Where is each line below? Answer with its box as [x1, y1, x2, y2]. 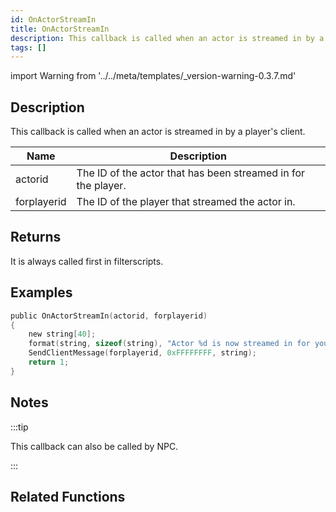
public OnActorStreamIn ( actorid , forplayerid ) [10, 311, 208, 321]
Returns [10, 229, 62, 246]
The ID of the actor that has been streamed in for [76, 166, 306, 180]
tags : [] [10, 42, 47, 53]
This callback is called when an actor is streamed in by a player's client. [10, 126, 306, 138]
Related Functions [10, 489, 126, 506]
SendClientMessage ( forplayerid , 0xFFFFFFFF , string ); [28, 348, 257, 358]
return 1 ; [28, 357, 70, 368]
